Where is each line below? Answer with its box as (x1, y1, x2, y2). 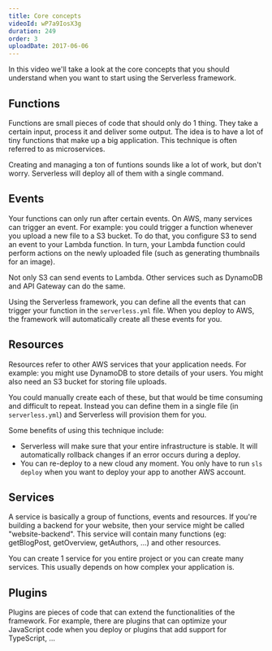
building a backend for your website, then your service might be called (8, 521, 245, 531)
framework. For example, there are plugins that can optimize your (8, 616, 227, 626)
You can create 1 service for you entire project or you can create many (8, 553, 244, 563)
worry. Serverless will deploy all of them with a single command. (8, 168, 224, 178)
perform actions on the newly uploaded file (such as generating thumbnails (8, 248, 260, 258)
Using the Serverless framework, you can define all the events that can (8, 297, 246, 306)
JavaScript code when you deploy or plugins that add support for (8, 625, 227, 635)
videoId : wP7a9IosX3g (8, 20, 82, 28)
